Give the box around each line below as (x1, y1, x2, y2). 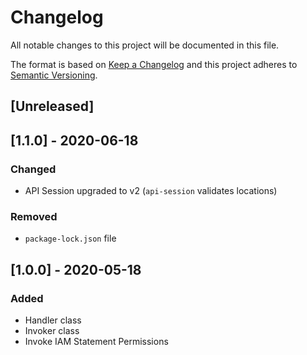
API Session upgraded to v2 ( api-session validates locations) (24, 185, 278, 197)
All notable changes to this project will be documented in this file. (10, 39, 280, 51)
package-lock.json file (24, 232, 117, 245)
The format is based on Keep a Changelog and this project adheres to (10, 58, 298, 70)
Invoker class (24, 325, 80, 336)
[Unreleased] (10, 98, 95, 115)
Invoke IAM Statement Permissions (24, 336, 169, 347)
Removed (10, 209, 58, 223)
